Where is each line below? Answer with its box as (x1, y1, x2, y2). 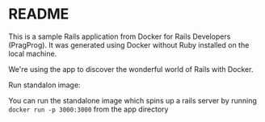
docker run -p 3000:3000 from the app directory (8, 104, 169, 114)
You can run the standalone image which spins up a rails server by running (8, 95, 257, 105)
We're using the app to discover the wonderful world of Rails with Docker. (8, 64, 254, 74)
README (8, 5, 69, 23)
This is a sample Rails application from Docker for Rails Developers (8, 32, 231, 41)
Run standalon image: (8, 80, 81, 90)
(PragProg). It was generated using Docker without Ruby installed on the (8, 40, 250, 49)
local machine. (8, 48, 57, 58)
